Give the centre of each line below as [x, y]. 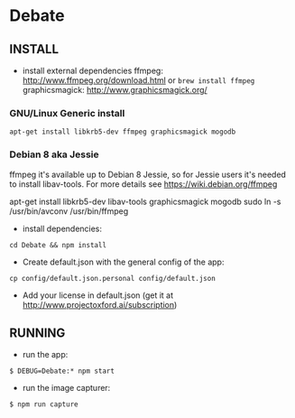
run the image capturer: [66, 388]
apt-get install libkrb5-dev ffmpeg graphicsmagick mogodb [123, 132]
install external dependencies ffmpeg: [93, 70]
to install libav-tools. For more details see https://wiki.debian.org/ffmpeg [143, 184]
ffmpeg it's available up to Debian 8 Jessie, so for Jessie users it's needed [148, 174]
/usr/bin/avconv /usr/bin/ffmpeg [69, 211]
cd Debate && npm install [58, 245]
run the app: [45, 355]
